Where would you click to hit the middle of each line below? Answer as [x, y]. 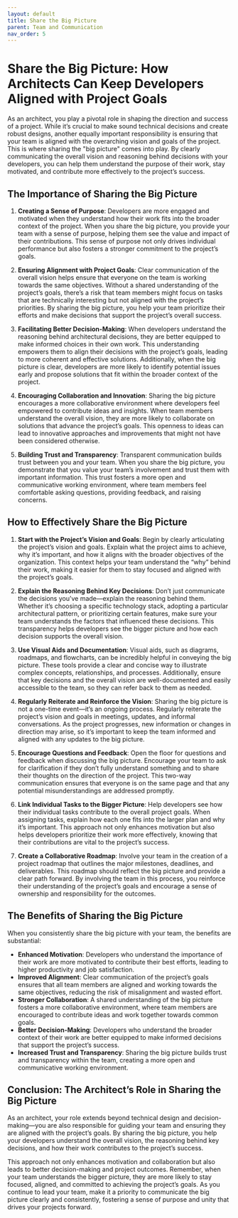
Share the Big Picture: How [88, 69]
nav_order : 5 [27, 34]
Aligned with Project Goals [87, 99]
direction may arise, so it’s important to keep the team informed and [117, 732]
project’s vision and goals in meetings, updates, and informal [106, 716]
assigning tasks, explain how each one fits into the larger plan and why [121, 819]
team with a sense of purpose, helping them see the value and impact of [124, 234]
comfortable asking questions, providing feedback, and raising [109, 492]
